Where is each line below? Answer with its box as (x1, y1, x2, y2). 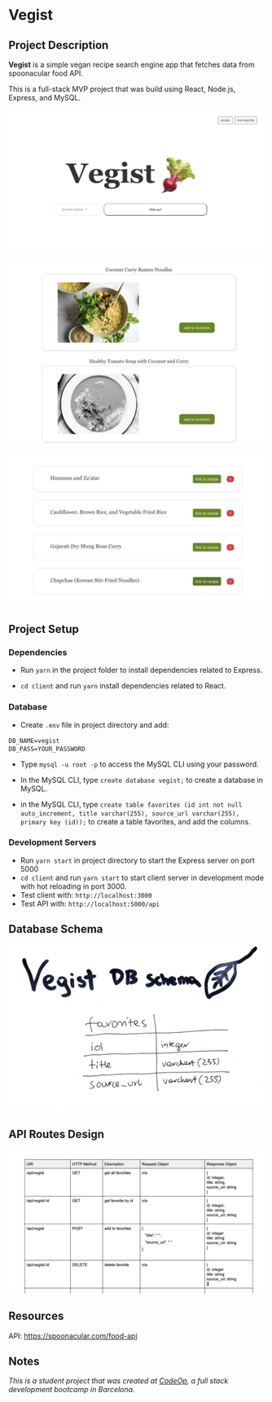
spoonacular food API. (8, 68, 84, 78)
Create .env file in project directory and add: (20, 719, 169, 730)
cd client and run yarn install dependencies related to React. (20, 681, 226, 691)
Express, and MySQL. (8, 93, 81, 103)
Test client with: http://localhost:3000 (20, 890, 152, 899)
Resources (8, 1309, 64, 1323)
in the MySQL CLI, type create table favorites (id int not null (20, 799, 243, 809)
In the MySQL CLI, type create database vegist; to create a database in (20, 775, 263, 785)
